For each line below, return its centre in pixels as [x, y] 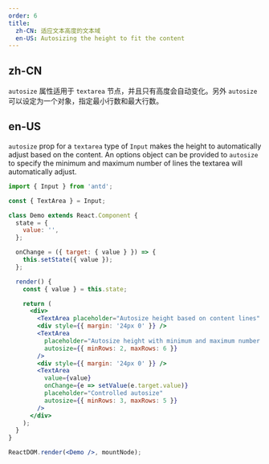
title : [19, 23]
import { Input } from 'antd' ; [61, 186]
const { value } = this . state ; [75, 289]
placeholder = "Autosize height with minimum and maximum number [152, 341]
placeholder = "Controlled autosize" [103, 393]
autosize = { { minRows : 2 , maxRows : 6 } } [111, 348]
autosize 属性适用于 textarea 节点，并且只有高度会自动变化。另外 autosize [133, 91]
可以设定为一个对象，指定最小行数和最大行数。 [86, 101]
